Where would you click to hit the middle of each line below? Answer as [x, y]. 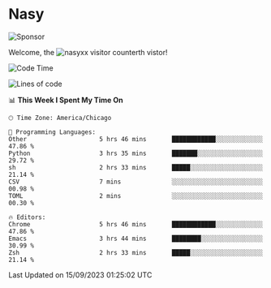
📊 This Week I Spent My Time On [66, 100]
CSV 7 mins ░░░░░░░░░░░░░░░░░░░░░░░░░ [136, 182]
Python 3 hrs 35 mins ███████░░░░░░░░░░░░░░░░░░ [136, 153]
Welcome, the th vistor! [88, 52]
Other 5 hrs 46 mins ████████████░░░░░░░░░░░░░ [136, 139]
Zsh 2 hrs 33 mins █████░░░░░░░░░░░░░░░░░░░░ [136, 252]
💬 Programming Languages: [52, 132]
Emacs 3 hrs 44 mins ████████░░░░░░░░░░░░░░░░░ [136, 239]
